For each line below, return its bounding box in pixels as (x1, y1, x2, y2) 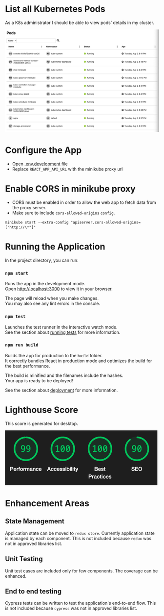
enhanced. (5, 573, 27, 579)
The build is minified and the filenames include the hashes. (5, 372, 123, 378)
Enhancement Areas (5, 497, 89, 509)
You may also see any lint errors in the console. (5, 300, 100, 307)
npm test (5, 314, 26, 320)
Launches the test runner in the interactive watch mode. (5, 324, 118, 330)
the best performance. (5, 363, 50, 369)
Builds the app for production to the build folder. (5, 352, 103, 358)
